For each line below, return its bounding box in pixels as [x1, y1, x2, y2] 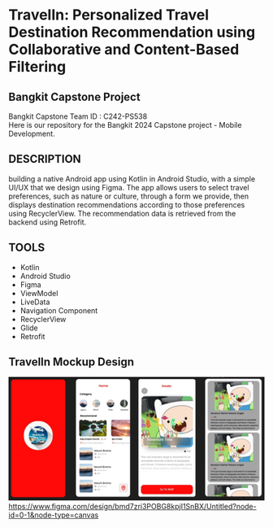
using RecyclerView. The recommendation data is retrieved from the [8, 208, 236, 218]
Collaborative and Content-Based [8, 41, 240, 59]
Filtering [8, 58, 67, 76]
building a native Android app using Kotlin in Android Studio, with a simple [8, 173, 256, 184]
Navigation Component [19, 305, 98, 315]
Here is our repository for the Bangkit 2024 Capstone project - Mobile [8, 120, 242, 129]
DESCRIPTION [8, 152, 81, 166]
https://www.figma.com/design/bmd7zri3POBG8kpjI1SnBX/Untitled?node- [8, 501, 258, 511]
